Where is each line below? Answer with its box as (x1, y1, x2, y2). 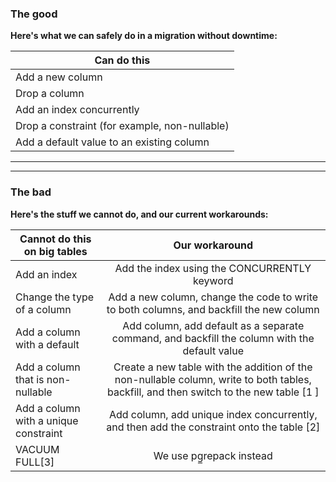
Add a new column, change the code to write (108, 290, 319, 304)
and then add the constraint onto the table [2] (106, 420, 321, 434)
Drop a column (15, 87, 85, 101)
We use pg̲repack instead (153, 448, 273, 462)
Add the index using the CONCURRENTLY (114, 261, 312, 275)
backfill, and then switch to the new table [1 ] (106, 385, 320, 399)
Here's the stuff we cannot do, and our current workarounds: (10, 208, 269, 220)
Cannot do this (19, 232, 92, 246)
